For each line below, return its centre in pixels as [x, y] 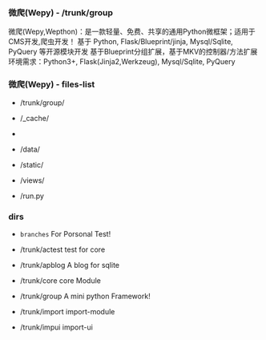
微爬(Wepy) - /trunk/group [61, 12]
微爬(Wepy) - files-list [52, 84]
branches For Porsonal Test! [65, 233]
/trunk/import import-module [67, 311]
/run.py [32, 196]
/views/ [32, 180]
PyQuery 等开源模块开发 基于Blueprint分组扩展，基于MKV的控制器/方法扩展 [133, 52]
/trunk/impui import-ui [56, 327]
